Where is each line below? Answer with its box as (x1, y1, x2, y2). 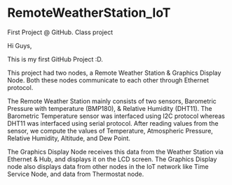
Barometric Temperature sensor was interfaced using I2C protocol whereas (7, 112, 226, 120)
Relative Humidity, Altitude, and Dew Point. (7, 134, 131, 142)
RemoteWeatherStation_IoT (7, 5, 171, 21)
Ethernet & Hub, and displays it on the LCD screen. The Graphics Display (7, 155, 217, 163)
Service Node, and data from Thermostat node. (7, 170, 144, 178)
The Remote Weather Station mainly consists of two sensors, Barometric (7, 96, 217, 105)
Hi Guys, (7, 41, 32, 50)
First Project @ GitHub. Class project (7, 28, 114, 36)
